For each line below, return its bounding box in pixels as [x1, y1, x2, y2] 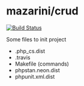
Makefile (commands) [14, 60, 69, 67]
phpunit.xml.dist [14, 73, 55, 80]
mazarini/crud [6, 4, 79, 18]
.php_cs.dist [14, 47, 45, 55]
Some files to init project [6, 35, 67, 43]
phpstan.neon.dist [14, 66, 60, 73]
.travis [14, 54, 31, 61]
